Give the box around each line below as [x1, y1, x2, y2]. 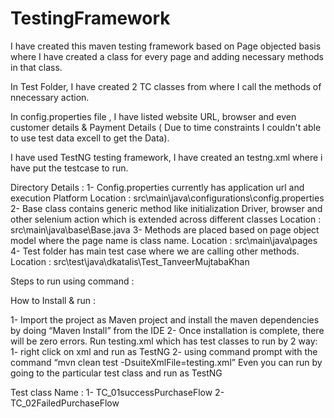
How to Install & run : [10, 294, 97, 306]
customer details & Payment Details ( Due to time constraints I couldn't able [10, 121, 322, 133]
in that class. [10, 61, 63, 73]
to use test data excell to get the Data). [10, 132, 170, 144]
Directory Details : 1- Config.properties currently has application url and [10, 181, 305, 193]
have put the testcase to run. [10, 162, 129, 174]
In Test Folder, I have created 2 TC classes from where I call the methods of [10, 80, 322, 92]
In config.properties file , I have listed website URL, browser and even [10, 110, 297, 122]
